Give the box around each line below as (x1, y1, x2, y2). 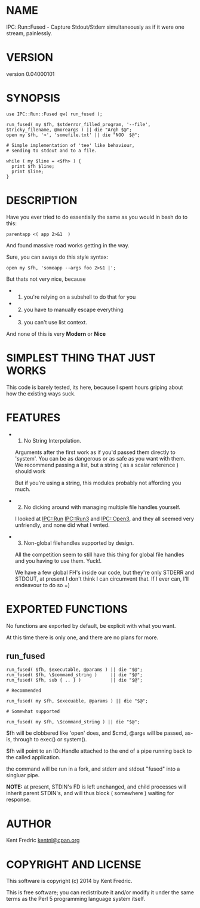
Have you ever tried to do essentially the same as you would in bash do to (6, 213, 188, 220)
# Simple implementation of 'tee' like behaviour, (6, 142, 135, 148)
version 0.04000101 (6, 70, 55, 78)
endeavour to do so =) (14, 581, 70, 588)
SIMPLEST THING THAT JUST (6, 351, 156, 364)
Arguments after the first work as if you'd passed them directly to (14, 449, 176, 456)
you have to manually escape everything (23, 306, 124, 313)
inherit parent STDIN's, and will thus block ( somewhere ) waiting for (6, 790, 174, 797)
